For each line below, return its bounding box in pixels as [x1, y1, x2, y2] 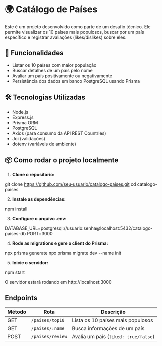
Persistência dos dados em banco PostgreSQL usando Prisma [12, 78, 140, 84]
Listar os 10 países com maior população [12, 62, 97, 68]
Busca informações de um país [72, 325, 145, 332]
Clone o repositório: [12, 172, 55, 178]
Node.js [12, 109, 29, 115]
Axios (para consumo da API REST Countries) [12, 130, 106, 136]
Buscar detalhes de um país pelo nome [12, 67, 93, 73]
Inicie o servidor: [12, 260, 48, 266]
